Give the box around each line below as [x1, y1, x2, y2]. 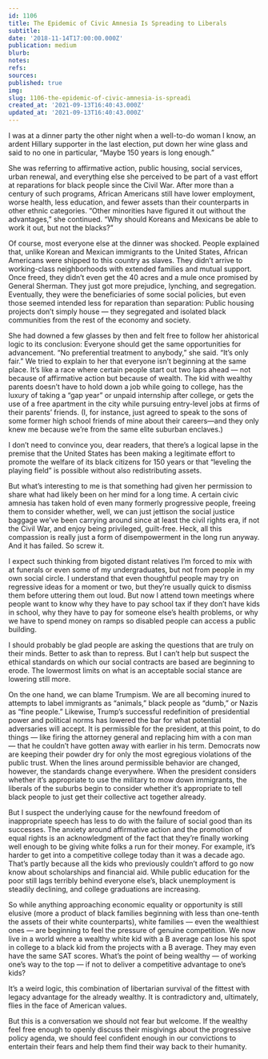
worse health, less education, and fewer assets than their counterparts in [8, 197, 250, 207]
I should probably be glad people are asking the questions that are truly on [8, 640, 254, 650]
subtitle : [8, 26, 42, 34]
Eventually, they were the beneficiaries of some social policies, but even [8, 290, 246, 299]
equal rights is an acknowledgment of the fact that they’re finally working [8, 834, 250, 842]
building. [8, 625, 38, 634]
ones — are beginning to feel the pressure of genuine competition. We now [8, 926, 256, 935]
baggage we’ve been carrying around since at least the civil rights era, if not [8, 515, 260, 525]
